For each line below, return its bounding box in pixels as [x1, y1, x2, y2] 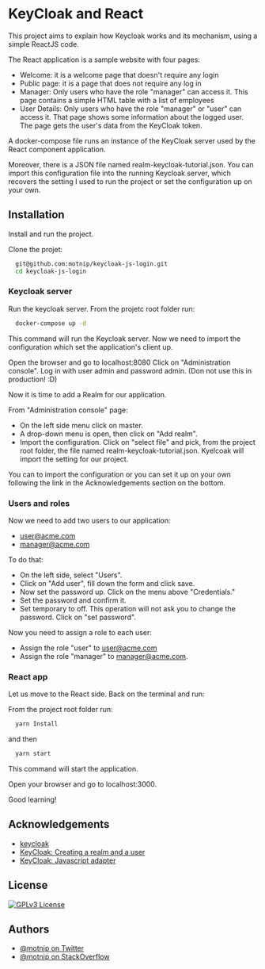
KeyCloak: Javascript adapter [19, 856, 116, 865]
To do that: [8, 554, 44, 564]
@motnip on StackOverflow [19, 952, 110, 962]
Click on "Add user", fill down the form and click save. [19, 578, 195, 588]
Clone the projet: [8, 244, 63, 254]
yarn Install [15, 720, 59, 728]
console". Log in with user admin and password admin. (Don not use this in [8, 366, 252, 375]
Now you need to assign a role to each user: [8, 627, 153, 637]
